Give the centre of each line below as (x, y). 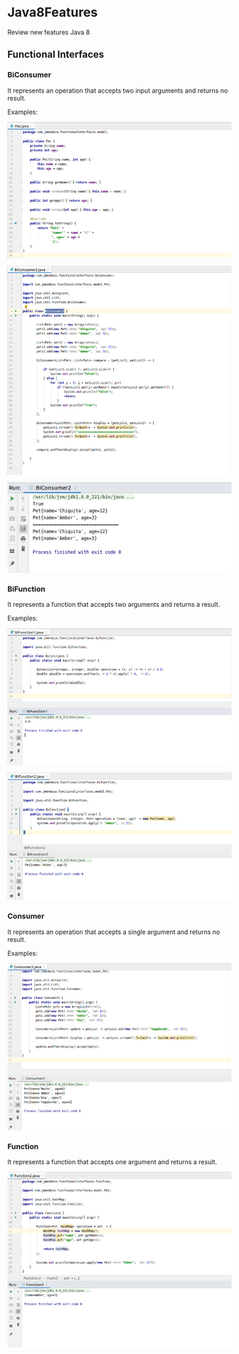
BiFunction (26, 589)
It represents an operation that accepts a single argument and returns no (114, 932)
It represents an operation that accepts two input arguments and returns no (118, 91)
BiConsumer (30, 75)
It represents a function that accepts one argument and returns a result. (112, 1162)
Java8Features (53, 12)
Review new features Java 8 (49, 32)
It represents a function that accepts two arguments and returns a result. (114, 604)
